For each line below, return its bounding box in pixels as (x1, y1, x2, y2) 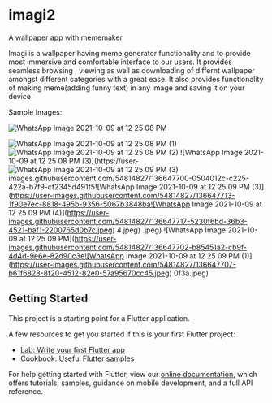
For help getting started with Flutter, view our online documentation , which (8, 369, 258, 379)
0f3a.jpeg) (173, 268, 209, 278)
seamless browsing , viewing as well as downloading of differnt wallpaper (8, 65, 256, 75)
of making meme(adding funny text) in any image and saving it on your (8, 83, 245, 93)
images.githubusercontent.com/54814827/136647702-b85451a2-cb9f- (8, 242, 248, 252)
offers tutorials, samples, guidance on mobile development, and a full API (8, 378, 253, 388)
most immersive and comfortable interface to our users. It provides (8, 57, 233, 67)
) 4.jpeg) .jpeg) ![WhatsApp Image (112, 225, 226, 235)
